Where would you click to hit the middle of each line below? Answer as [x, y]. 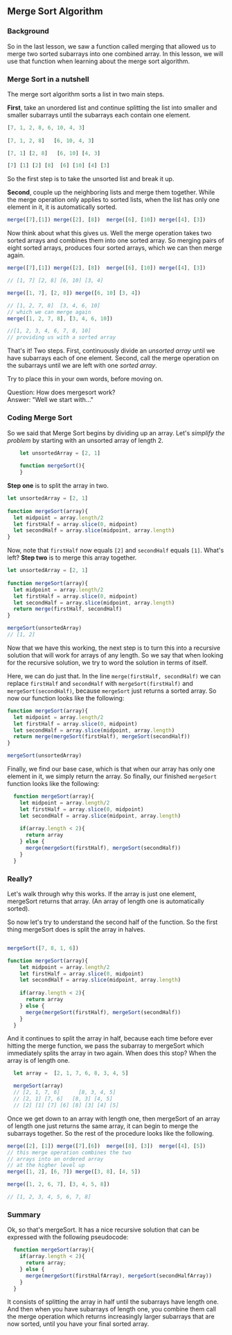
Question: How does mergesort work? [61, 392]
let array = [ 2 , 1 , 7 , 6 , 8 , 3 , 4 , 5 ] [71, 1073]
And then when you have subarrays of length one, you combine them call [112, 1309]
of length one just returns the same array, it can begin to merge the [103, 1126]
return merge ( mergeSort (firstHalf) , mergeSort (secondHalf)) [102, 737]
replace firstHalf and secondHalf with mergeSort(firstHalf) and [100, 683]
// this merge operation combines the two [69, 1152]
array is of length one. [39, 1061]
